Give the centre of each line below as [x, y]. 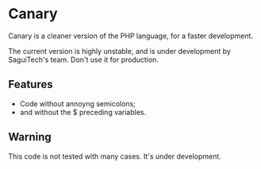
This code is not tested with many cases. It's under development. [115, 156]
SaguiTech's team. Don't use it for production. [83, 60]
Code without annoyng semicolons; [78, 103]
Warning [30, 137]
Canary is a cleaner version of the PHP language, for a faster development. [131, 36]
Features [31, 84]
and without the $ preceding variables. [83, 112]
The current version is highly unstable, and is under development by [120, 51]
